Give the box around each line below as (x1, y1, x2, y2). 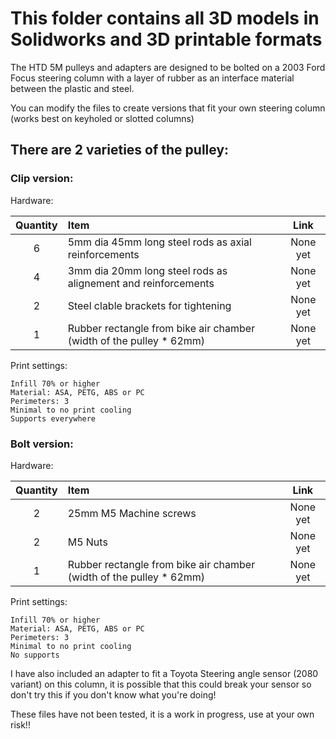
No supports (10, 650, 60, 660)
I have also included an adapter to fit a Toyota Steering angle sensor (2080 (10, 667, 319, 679)
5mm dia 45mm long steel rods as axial (67, 235, 252, 249)
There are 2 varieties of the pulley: (10, 142, 230, 159)
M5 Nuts (67, 535, 108, 549)
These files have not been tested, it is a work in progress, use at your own (10, 708, 315, 720)
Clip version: (10, 172, 74, 186)
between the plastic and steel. (10, 82, 135, 94)
